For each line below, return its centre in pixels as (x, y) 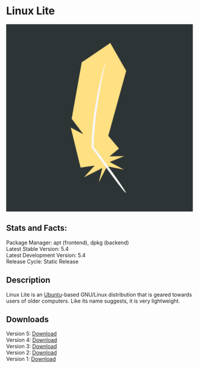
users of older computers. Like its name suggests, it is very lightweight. (93, 301)
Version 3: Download (32, 347)
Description (28, 280)
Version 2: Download (32, 353)
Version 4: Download (32, 340)
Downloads (28, 319)
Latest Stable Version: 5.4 (38, 249)
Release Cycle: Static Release (42, 261)
